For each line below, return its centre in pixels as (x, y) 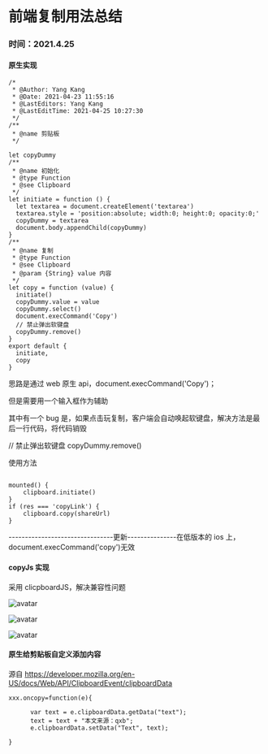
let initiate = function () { (60, 200)
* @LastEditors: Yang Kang (58, 104)
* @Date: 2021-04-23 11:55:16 (63, 97)
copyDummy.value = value (58, 302)
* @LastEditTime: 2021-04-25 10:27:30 (78, 111)
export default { (38, 346)
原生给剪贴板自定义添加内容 (55, 654)
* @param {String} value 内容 (62, 274)
